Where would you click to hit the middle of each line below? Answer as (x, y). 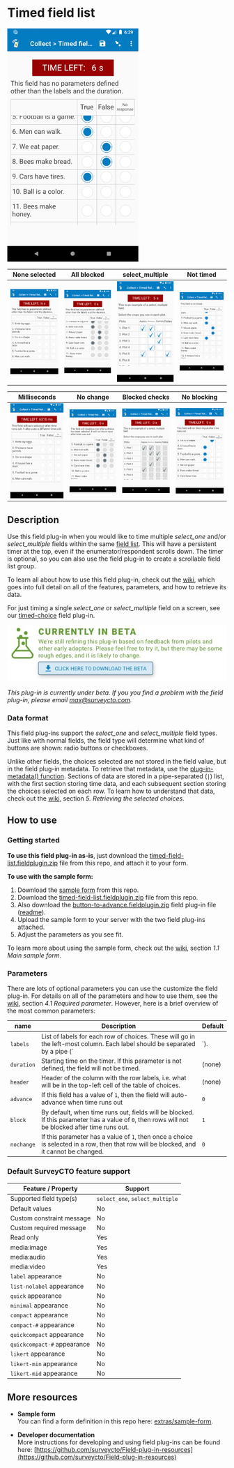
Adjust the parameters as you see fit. (70, 934)
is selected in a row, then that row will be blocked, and (119, 1144)
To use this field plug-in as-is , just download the (78, 855)
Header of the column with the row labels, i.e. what (114, 1078)
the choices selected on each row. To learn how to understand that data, (111, 791)
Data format (28, 718)
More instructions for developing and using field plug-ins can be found (119, 1442)
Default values (31, 1209)
